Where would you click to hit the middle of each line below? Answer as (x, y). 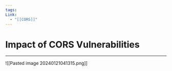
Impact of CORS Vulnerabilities (72, 44)
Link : (11, 15)
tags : (11, 10)
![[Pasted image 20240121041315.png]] (47, 63)
